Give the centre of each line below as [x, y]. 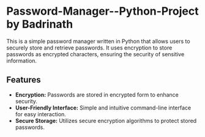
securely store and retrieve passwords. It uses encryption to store [89, 48]
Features [24, 80]
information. [22, 61]
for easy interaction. [40, 114]
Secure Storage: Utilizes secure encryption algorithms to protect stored [106, 120]
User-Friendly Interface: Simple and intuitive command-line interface [103, 108]
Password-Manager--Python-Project [102, 11]
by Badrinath [40, 24]
